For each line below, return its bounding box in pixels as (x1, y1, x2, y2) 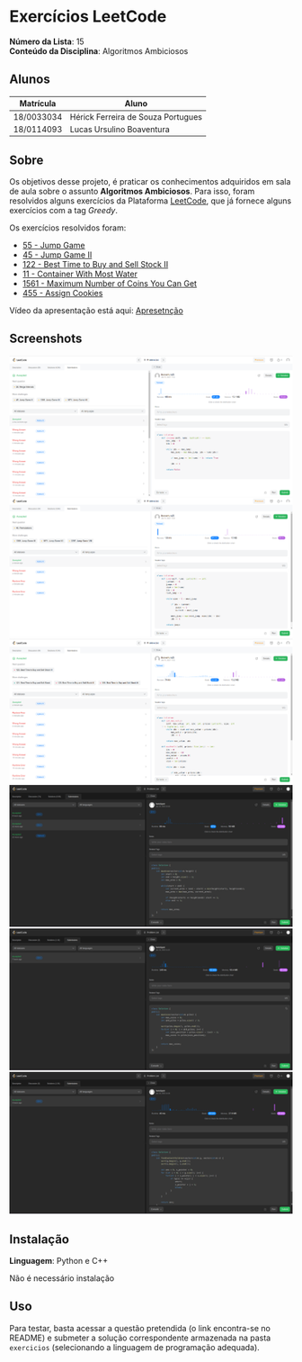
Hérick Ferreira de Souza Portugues (69, 111, 202, 122)
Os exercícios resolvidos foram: (9, 222, 127, 233)
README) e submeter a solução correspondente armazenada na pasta (9, 1332, 271, 1343)
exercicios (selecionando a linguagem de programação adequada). (9, 1341, 261, 1352)
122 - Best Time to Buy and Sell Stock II (22, 259, 169, 270)
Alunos (9, 72, 51, 87)
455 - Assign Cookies (22, 288, 103, 299)
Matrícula (19, 98, 57, 109)
